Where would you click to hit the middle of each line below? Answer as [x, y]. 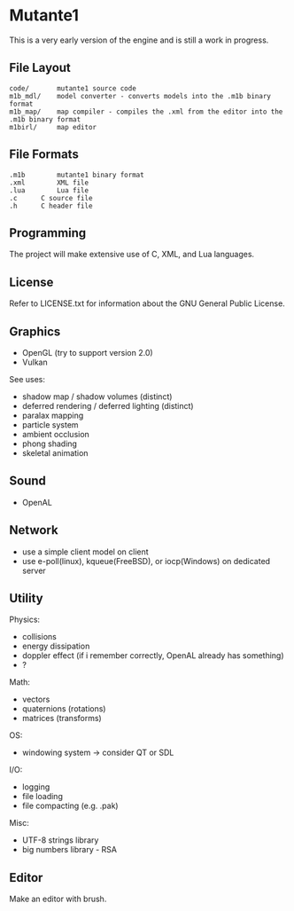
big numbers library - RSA [70, 850]
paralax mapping [53, 415]
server [34, 570]
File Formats [44, 155]
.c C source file [51, 198]
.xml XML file [49, 183]
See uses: [27, 379]
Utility [26, 598]
